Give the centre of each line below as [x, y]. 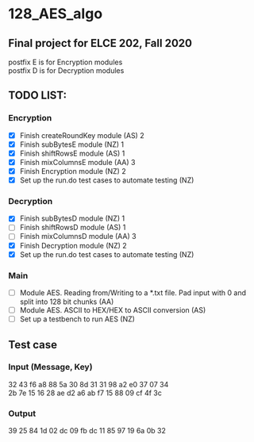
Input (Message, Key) [50, 367]
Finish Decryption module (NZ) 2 [73, 245]
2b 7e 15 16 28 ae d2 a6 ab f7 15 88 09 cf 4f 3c [85, 393]
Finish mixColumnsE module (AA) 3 [77, 162]
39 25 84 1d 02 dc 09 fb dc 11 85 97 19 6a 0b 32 [87, 431]
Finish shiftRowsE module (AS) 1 [72, 153]
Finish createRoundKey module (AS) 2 [82, 135]
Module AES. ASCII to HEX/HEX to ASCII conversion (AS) [113, 310]
